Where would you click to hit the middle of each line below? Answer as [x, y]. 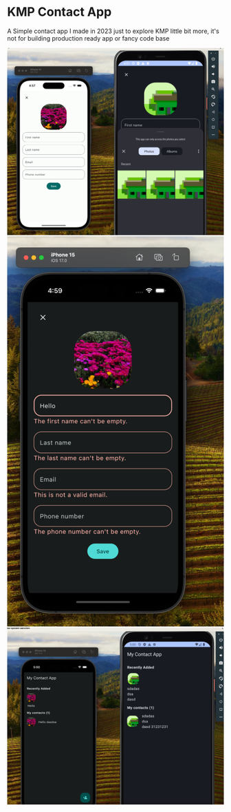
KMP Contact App [59, 12]
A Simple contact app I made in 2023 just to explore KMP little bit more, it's [113, 31]
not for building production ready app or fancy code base [88, 38]
